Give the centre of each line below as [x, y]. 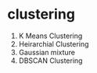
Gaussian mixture [47, 52]
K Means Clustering [50, 36]
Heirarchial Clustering [54, 43]
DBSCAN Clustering [50, 61]
